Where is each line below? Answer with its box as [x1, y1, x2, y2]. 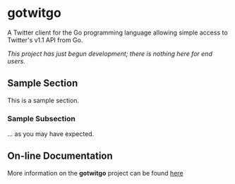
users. [7, 56, 26, 65]
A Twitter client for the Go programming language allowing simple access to [7, 28, 228, 37]
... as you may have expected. [7, 130, 95, 138]
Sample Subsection [7, 114, 76, 123]
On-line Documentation [7, 150, 113, 162]
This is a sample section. [7, 96, 80, 104]
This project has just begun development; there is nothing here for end [7, 49, 213, 58]
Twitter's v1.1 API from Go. [7, 35, 83, 44]
